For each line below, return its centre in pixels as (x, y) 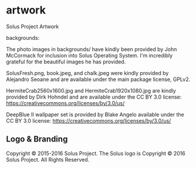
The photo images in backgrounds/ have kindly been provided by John (92, 49)
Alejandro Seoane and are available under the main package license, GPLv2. (98, 79)
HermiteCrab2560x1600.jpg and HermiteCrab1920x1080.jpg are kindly (91, 90)
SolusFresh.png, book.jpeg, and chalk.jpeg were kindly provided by (87, 73)
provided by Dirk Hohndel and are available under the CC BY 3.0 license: (94, 97)
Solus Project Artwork (33, 26)
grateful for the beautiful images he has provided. (66, 62)
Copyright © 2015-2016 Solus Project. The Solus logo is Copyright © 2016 (96, 153)
